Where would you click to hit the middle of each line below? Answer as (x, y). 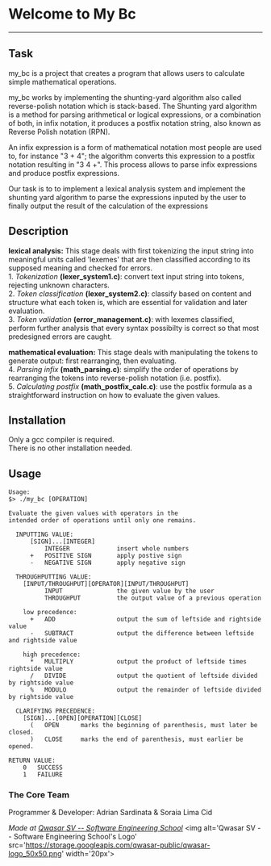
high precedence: (52, 655)
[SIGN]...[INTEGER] (62, 542)
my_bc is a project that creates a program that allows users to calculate (127, 73)
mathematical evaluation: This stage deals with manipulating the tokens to (133, 352)
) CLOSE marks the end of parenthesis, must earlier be (136, 739)
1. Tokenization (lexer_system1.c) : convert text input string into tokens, (126, 276)
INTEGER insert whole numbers (117, 549)
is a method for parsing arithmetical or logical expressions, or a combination (135, 115)
